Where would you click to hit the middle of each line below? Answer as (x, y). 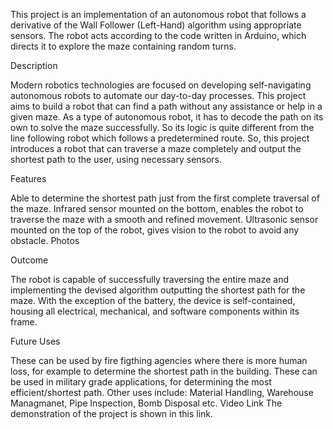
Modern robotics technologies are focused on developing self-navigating (161, 85)
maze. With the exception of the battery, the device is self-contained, (153, 300)
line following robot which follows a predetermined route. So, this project (160, 138)
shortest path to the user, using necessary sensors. (116, 159)
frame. (24, 322)
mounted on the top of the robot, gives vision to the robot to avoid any (155, 230)
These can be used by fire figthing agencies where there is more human (159, 360)
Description (34, 65)
